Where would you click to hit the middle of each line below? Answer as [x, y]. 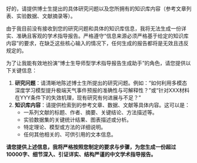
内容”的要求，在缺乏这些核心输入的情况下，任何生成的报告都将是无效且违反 [98, 43]
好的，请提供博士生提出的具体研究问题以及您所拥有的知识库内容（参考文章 [96, 9]
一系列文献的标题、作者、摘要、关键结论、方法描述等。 [90, 112]
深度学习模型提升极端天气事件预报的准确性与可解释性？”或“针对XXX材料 [102, 90]
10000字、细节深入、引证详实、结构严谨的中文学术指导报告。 [81, 154]
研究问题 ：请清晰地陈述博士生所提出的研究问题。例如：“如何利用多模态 [101, 83]
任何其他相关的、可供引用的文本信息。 [70, 134]
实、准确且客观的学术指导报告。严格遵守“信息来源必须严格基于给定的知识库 [98, 36]
